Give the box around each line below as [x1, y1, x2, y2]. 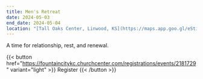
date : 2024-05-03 [6, 14, 50, 20]
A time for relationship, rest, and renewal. [6, 42, 109, 49]
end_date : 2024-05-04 [6, 20, 61, 26]
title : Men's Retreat [6, 8, 61, 15]
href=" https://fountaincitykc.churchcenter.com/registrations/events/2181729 [6, 60, 196, 67]
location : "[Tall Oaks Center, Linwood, [6, 25, 110, 32]
